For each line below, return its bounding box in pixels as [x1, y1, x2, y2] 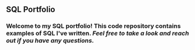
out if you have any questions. [6, 37, 95, 45]
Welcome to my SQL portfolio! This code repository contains [6, 22, 181, 30]
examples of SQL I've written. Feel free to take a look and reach [6, 29, 189, 37]
